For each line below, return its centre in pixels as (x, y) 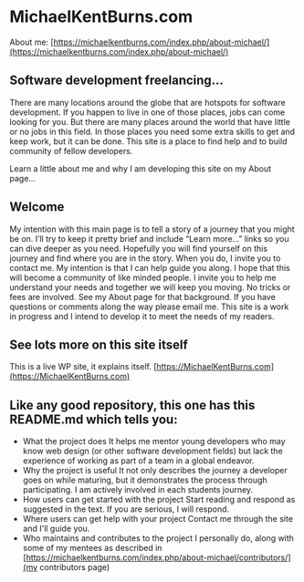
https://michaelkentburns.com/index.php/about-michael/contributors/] (158, 557)
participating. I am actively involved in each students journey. (138, 490)
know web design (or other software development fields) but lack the (152, 451)
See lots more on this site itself (99, 344)
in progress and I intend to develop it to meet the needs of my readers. (142, 316)
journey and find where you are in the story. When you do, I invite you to (145, 258)
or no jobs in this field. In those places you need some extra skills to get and (152, 131)
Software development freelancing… (116, 81)
